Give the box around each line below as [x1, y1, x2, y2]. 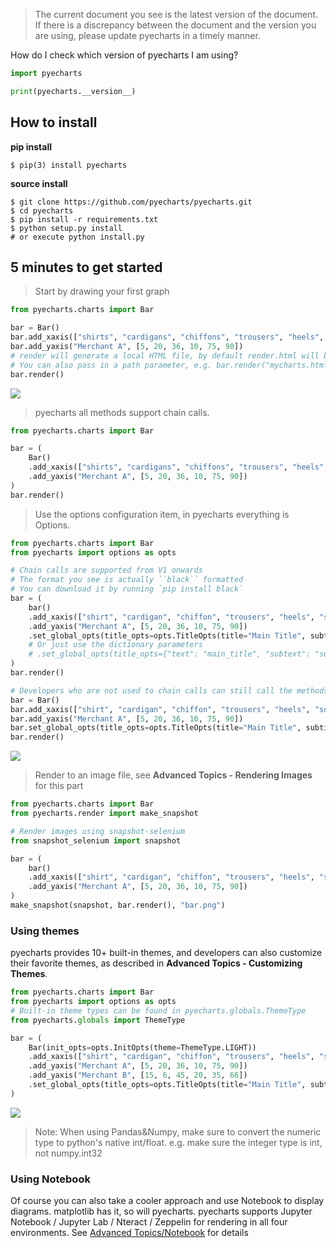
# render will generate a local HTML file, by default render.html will [10, 350, 320, 361]
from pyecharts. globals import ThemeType [10, 1015, 186, 1025]
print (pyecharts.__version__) [10, 86, 137, 96]
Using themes [10, 924, 80, 938]
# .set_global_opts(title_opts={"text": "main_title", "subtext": [28, 649, 311, 659]
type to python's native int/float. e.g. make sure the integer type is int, [34, 1136, 323, 1148]
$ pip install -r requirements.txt [10, 214, 159, 224]
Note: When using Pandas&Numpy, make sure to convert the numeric [34, 1125, 322, 1138]
